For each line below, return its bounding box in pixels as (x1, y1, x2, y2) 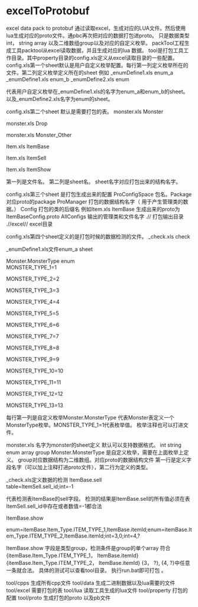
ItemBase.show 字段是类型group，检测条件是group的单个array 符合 (6, 544, 171, 551)
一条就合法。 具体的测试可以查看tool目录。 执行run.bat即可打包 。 (6, 567, 167, 574)
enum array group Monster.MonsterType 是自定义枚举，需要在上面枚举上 (6, 449, 184, 456)
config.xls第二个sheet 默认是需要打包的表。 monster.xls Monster (6, 108, 164, 115)
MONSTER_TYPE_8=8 (6, 344, 60, 351)
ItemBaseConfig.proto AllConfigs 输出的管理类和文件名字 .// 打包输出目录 (6, 212, 184, 220)
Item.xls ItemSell (6, 154, 46, 161)
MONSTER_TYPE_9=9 (6, 355, 60, 363)
